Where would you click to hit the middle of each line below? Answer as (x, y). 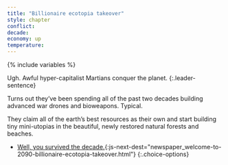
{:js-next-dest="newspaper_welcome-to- (163, 147)
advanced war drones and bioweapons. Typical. (75, 106)
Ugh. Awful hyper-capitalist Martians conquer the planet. (88, 78)
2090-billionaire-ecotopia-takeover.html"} (76, 154)
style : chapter (29, 20)
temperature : (26, 45)
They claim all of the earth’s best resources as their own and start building (112, 119)
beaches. (20, 134)
